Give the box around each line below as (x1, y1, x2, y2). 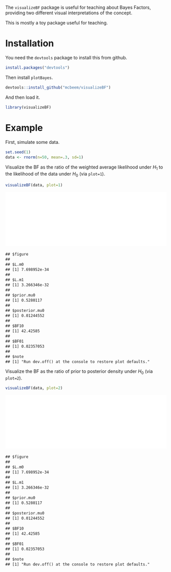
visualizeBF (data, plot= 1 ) (5, 182, 63, 187)
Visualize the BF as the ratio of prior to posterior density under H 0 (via (5, 368, 153, 375)
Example (5, 122, 43, 134)
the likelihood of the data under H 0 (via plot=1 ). (5, 171, 105, 178)
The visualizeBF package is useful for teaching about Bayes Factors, (5, 5, 151, 10)
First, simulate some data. (5, 139, 60, 145)
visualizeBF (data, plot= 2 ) (5, 385, 63, 391)
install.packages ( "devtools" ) (5, 65, 70, 70)
